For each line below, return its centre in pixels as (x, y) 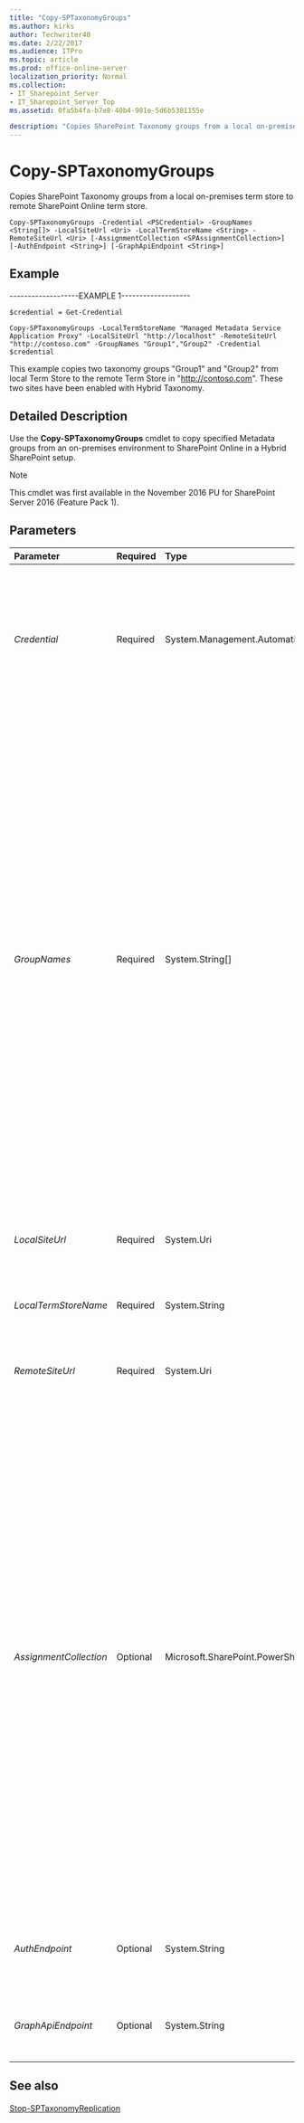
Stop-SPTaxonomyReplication (65, 2109)
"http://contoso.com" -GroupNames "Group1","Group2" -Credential (135, 344)
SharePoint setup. (43, 457)
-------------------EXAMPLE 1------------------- (100, 296)
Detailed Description (69, 417)
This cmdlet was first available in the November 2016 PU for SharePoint (142, 492)
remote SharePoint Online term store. (79, 206)
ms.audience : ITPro (46, 52)
